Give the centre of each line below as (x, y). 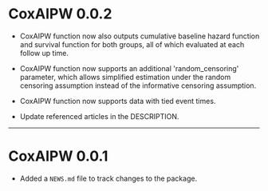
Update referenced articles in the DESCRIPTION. (99, 116)
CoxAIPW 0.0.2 (60, 14)
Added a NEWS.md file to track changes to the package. (108, 178)
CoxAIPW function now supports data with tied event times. (118, 101)
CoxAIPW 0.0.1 (58, 156)
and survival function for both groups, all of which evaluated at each (132, 44)
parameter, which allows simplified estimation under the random (125, 77)
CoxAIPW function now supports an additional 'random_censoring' (129, 68)
